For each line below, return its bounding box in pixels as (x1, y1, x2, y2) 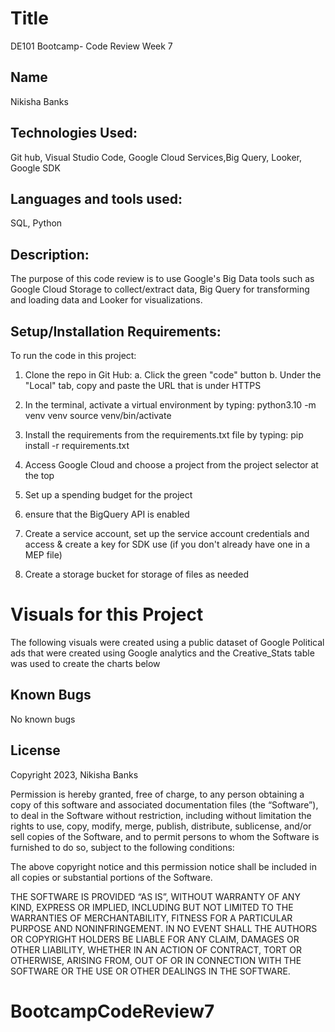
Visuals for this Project (10, 603, 204, 626)
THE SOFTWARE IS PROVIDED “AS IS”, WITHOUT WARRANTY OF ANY (10, 890, 301, 902)
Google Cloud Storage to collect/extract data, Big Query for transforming (10, 283, 310, 296)
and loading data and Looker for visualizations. (10, 294, 203, 306)
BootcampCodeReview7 (10, 1000, 215, 1022)
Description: (10, 246, 90, 263)
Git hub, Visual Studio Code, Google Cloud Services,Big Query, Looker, (10, 151, 303, 163)
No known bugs (10, 713, 76, 725)
